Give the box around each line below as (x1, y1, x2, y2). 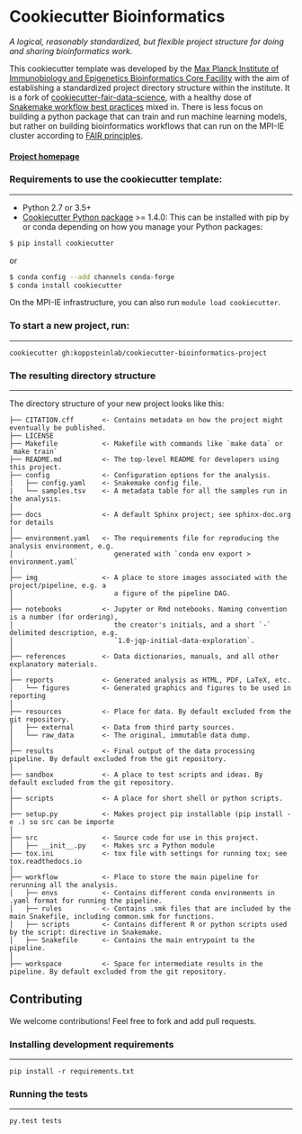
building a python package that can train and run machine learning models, (9, 111, 288, 122)
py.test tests (9, 1117, 63, 1126)
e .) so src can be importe (9, 818, 115, 827)
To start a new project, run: (9, 320, 130, 332)
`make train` (9, 448, 58, 457)
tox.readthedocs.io (9, 857, 83, 866)
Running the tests (9, 1088, 88, 1101)
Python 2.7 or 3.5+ (22, 202, 92, 213)
